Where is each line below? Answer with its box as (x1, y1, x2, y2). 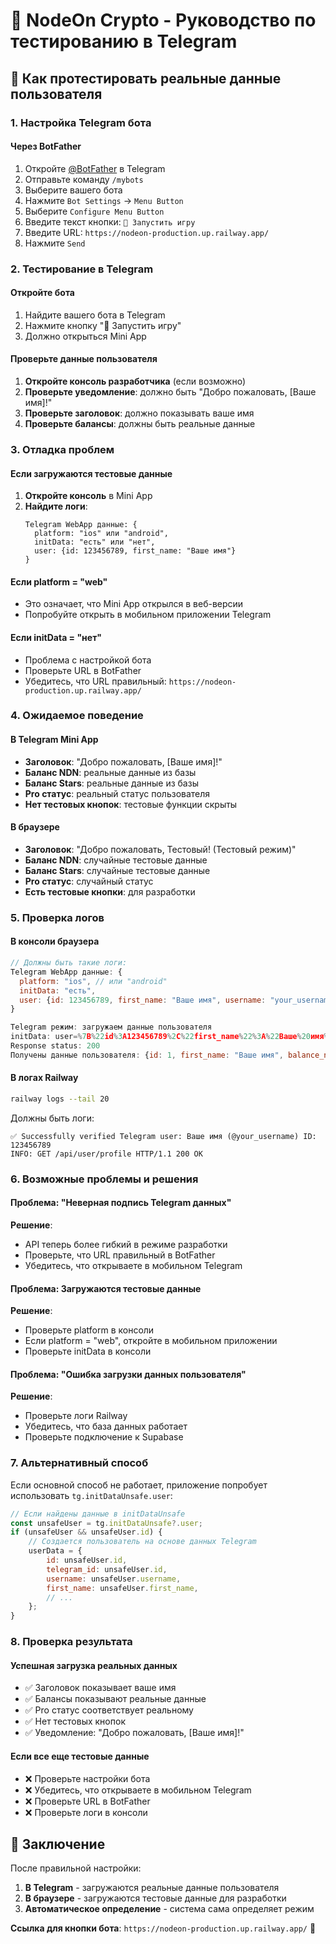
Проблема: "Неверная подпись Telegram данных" (10, 1197, 232, 1209)
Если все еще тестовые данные (10, 1750, 150, 1762)
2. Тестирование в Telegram (10, 262, 154, 276)
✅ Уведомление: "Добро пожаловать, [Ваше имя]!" (24, 1727, 245, 1739)
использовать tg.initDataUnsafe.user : (10, 1489, 173, 1501)
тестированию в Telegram (10, 30, 238, 53)
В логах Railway (10, 1072, 79, 1084)
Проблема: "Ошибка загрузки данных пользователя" (10, 1368, 247, 1380)
